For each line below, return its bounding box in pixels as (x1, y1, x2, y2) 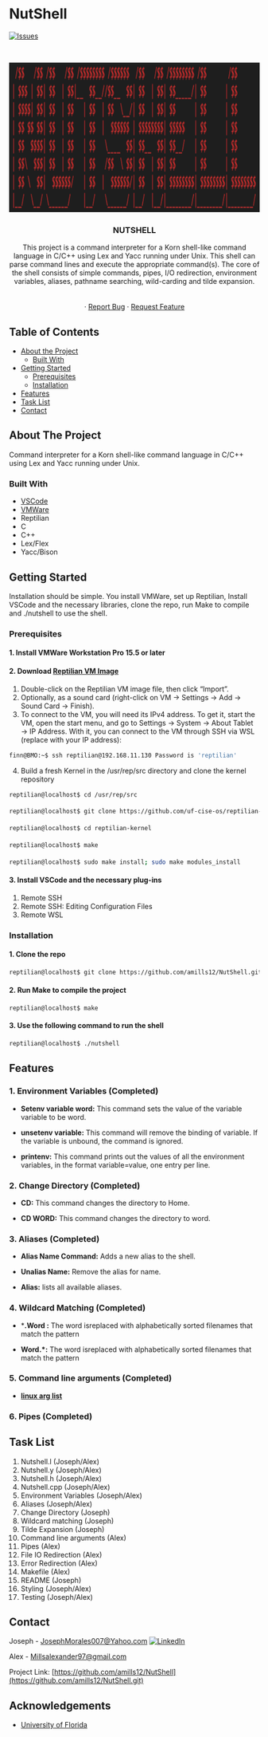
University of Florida (20, 1720, 88, 1730)
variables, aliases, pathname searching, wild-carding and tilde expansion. (14, 277, 255, 286)
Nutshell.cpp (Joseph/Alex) (20, 1482, 111, 1491)
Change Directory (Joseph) (20, 1507, 111, 1517)
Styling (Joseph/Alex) (20, 1584, 92, 1593)
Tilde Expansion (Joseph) (20, 1524, 105, 1534)
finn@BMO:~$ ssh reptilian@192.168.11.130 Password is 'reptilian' (9, 751, 238, 759)
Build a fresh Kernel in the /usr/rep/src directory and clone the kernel (20, 766, 247, 775)
